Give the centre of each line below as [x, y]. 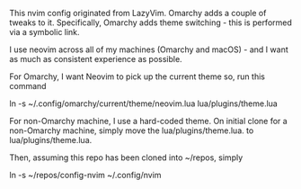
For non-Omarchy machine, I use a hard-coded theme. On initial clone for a [148, 121]
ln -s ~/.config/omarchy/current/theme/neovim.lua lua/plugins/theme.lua [144, 103]
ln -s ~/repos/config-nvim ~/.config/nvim [85, 175]
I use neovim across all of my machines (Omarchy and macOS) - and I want [149, 49]
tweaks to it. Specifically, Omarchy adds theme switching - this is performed [150, 22]
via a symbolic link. [44, 32]
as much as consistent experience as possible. [96, 59]
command [28, 86]
